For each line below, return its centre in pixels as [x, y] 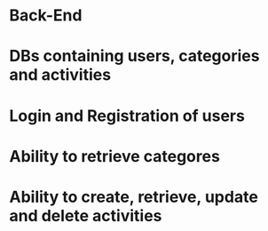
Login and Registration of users [127, 115]
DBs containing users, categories [134, 56]
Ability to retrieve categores [114, 156]
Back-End [46, 16]
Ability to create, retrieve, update [134, 197]
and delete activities [86, 215]
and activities [60, 75]
